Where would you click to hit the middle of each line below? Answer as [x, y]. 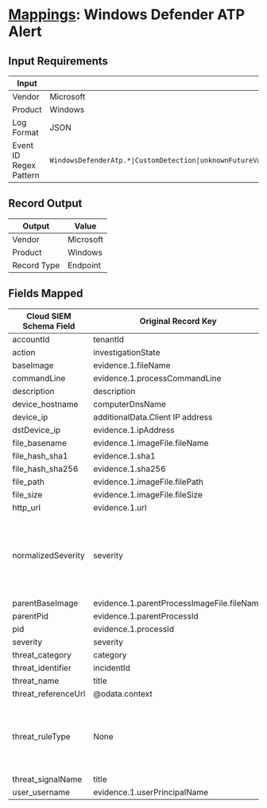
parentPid [31, 616]
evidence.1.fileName [132, 365]
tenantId [108, 339]
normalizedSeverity [48, 555]
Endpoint [84, 265]
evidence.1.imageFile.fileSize [147, 494]
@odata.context [122, 693]
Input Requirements [58, 61]
